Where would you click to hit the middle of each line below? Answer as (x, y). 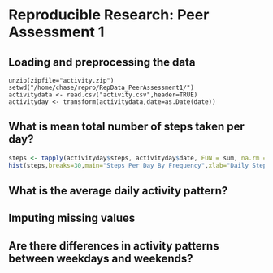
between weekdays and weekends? (101, 258)
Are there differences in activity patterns (114, 246)
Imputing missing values (72, 218)
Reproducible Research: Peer (109, 15)
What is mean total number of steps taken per (127, 127)
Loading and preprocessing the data (102, 62)
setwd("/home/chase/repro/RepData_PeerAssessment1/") (102, 87)
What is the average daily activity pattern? (118, 191)
